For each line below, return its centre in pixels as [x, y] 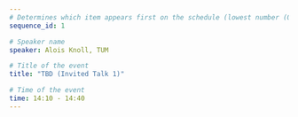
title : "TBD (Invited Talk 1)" [67, 74]
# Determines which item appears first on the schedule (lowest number [144, 17]
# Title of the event [49, 66]
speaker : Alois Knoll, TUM [59, 50]
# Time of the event [47, 90]
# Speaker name [37, 42]
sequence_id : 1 [37, 26]
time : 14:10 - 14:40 [47, 98]
